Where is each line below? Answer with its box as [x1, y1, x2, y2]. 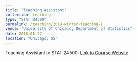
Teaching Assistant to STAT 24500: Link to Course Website [5, 49, 129, 56]
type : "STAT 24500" [5, 17, 47, 22]
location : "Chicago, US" [5, 36, 58, 41]
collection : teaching [5, 12, 51, 17]
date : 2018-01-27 [5, 31, 42, 36]
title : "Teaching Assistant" [5, 7, 67, 13]
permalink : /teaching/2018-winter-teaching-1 [5, 21, 103, 27]
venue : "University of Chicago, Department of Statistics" [5, 26, 133, 32]
